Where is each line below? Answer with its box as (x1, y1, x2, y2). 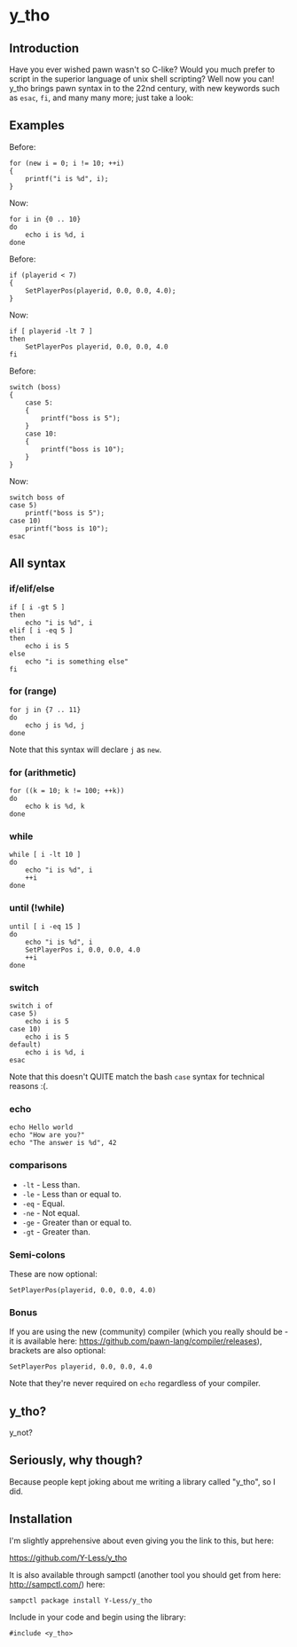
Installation (9, 1511, 73, 1526)
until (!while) (9, 902, 65, 914)
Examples (9, 118, 65, 133)
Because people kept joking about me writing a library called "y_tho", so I (9, 1476, 277, 1486)
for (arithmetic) (9, 766, 77, 779)
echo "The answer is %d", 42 (9, 1139, 117, 1148)
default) (9, 1039, 42, 1049)
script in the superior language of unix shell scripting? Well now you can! (9, 74, 275, 84)
